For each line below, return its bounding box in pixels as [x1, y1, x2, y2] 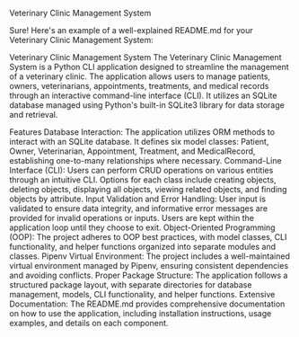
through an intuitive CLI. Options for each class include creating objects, [9, 174, 277, 185]
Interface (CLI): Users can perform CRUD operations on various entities [9, 165, 274, 175]
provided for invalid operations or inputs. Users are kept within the [9, 213, 254, 223]
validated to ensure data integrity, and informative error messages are [9, 203, 268, 214]
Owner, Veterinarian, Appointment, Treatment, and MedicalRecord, [9, 146, 256, 156]
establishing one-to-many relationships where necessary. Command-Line [9, 155, 282, 165]
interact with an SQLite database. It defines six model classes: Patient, [9, 137, 269, 146]
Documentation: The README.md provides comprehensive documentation [9, 298, 286, 309]
